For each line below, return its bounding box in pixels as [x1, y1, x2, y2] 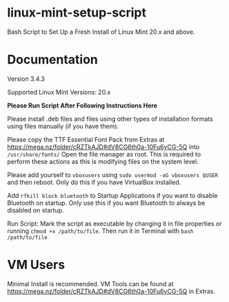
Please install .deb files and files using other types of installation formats [7, 114, 214, 123]
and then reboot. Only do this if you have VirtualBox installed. [7, 178, 181, 186]
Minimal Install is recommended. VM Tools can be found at [7, 279, 174, 288]
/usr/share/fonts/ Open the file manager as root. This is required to [7, 150, 201, 158]
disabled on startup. [7, 205, 64, 214]
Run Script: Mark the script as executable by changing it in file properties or [7, 219, 222, 228]
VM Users [7, 257, 66, 273]
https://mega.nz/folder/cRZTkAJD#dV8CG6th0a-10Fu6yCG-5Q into [7, 143, 200, 151]
